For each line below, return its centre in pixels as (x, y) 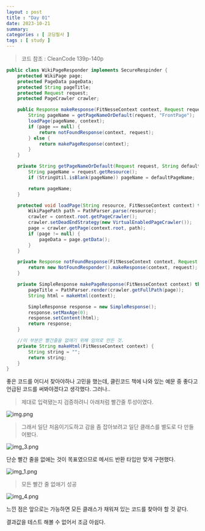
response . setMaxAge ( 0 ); (58, 313)
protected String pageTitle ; (54, 87)
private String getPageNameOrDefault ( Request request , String (98, 166)
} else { (39, 138)
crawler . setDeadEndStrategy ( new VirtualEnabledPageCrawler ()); (110, 223)
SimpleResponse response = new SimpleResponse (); (92, 306)
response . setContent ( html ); (64, 318)
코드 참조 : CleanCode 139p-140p (62, 58)
